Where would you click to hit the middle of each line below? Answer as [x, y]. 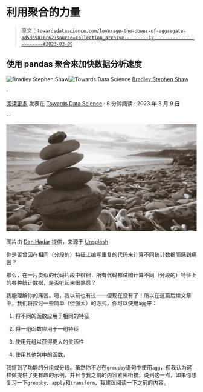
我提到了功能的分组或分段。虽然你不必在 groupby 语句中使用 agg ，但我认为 [97, 368]
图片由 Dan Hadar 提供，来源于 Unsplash [57, 242]
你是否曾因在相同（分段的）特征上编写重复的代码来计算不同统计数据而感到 [99, 254]
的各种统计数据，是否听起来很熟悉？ [51, 283]
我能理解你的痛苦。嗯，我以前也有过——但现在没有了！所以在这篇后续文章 [99, 296]
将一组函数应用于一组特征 [47, 329]
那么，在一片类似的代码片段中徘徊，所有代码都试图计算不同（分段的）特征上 [101, 275]
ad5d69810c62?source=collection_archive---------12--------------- [108, 38]
